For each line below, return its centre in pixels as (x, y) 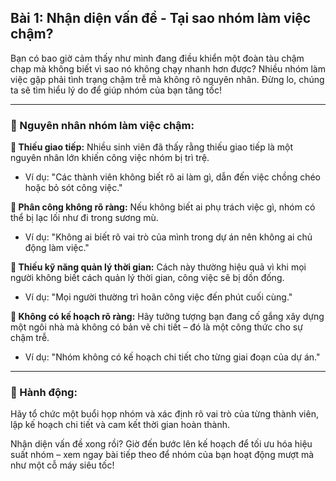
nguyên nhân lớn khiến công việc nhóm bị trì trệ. (110, 158)
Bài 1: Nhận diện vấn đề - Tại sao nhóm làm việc (161, 18)
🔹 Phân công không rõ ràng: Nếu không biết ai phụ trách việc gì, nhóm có (163, 207)
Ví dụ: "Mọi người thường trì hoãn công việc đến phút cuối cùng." (158, 297)
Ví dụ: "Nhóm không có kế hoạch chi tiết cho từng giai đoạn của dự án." (172, 357)
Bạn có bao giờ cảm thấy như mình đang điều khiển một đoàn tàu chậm (157, 58)
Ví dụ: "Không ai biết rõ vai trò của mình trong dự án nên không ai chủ (168, 237)
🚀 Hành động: (44, 393)
